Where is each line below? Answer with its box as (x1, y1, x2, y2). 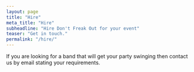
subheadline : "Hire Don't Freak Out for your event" (6, 25, 140, 32)
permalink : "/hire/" (6, 36, 58, 42)
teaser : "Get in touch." (6, 31, 68, 37)
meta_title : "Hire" (6, 20, 55, 26)
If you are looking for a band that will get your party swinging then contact (6, 53, 189, 60)
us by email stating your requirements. (6, 59, 101, 66)
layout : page (6, 8, 39, 15)
